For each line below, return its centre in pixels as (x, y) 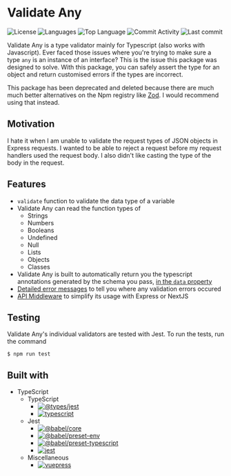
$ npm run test (29, 354)
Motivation (31, 124)
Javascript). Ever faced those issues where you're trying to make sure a (109, 52)
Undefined (42, 237)
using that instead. (33, 102)
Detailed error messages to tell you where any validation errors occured (119, 289)
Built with (28, 375)
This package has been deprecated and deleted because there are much (111, 87)
